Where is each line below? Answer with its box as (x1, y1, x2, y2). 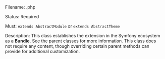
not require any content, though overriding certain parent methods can (5, 43, 150, 49)
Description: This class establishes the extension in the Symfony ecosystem (5, 33, 160, 38)
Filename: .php (5, 4, 36, 10)
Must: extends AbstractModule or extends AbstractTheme (5, 23, 120, 29)
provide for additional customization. (5, 49, 80, 54)
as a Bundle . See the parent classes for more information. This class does (5, 38, 156, 44)
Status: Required (5, 14, 39, 19)
